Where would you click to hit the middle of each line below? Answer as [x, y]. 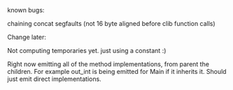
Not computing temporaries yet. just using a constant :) [87, 51]
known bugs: [26, 10]
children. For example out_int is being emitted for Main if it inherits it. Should [117, 72]
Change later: [27, 37]
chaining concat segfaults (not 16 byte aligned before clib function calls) [111, 23]
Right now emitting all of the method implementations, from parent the [108, 64]
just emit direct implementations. [54, 79]
